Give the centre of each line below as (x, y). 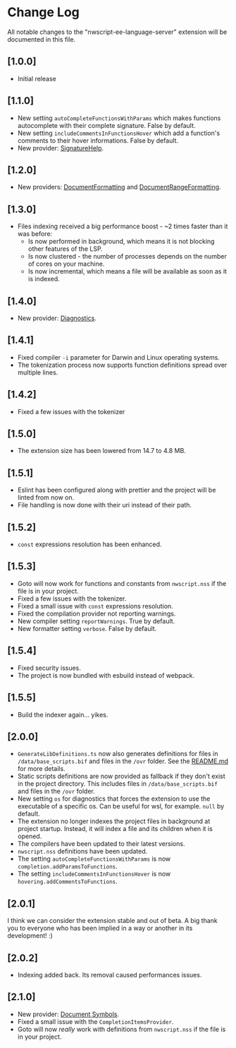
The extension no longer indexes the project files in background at (114, 821)
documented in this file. (42, 39)
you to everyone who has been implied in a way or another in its (100, 928)
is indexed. (44, 279)
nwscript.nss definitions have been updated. (82, 852)
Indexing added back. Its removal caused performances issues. (110, 975)
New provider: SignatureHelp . (61, 148)
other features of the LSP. (66, 249)
